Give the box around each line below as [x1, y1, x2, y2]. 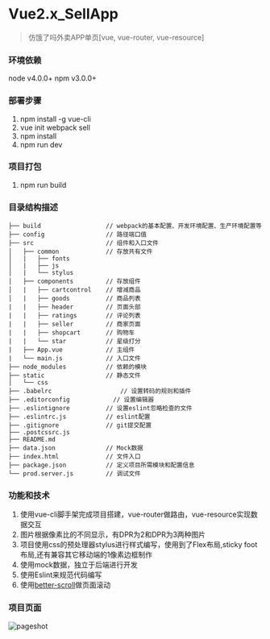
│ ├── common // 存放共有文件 [8, 247, 153, 256]
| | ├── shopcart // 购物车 [8, 329, 135, 337]
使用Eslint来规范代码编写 [19, 570, 102, 580]
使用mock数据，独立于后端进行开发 [19, 560, 139, 570]
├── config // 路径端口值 [8, 230, 147, 239]
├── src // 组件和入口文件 [8, 239, 159, 247]
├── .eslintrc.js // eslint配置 [8, 413, 151, 421]
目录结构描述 [8, 201, 59, 213]
